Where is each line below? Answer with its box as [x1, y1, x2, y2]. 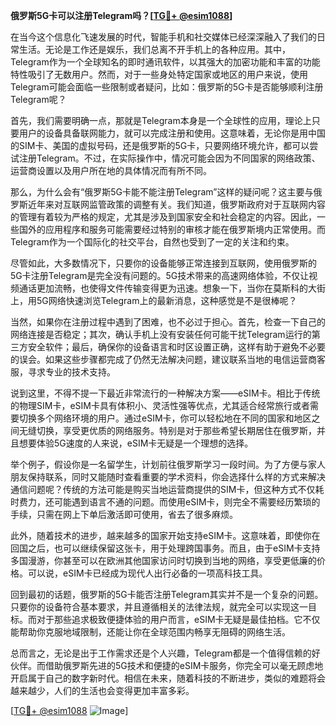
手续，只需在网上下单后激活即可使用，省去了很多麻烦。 [10, 509, 238, 520]
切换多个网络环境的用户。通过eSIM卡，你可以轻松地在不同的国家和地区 [18, 412, 312, 424]
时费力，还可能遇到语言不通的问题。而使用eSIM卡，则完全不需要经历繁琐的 [10, 496, 321, 508]
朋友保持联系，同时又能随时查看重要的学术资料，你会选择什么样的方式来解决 [10, 471, 326, 483]
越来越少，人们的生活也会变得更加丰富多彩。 [10, 685, 195, 696]
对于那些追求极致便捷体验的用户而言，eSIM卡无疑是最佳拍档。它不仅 [36, 614, 321, 625]
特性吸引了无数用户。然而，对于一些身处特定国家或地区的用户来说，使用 [10, 69, 308, 80]
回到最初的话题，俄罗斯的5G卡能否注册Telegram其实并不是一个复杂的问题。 [10, 589, 324, 600]
